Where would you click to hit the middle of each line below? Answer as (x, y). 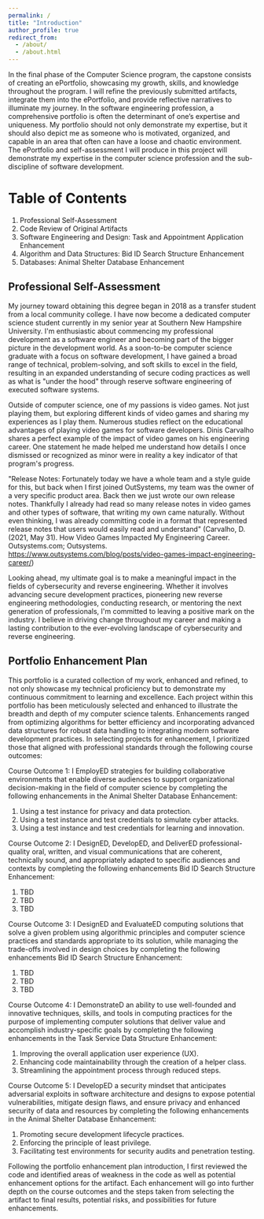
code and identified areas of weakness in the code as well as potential (122, 1174)
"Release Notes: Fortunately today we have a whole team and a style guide (130, 478)
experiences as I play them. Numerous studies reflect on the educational (126, 422)
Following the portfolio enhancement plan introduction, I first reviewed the (128, 1166)
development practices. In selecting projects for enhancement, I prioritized (129, 738)
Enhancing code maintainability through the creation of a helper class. (133, 1061)
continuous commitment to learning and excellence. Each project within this (131, 697)
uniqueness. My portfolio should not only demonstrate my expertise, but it (128, 125)
